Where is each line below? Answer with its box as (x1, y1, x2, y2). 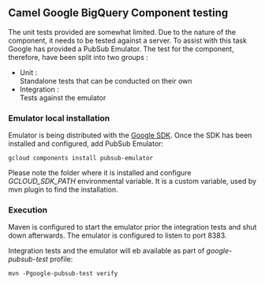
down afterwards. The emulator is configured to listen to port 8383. (8, 231, 227, 240)
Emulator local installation (8, 112, 110, 123)
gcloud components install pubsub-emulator (8, 154, 154, 163)
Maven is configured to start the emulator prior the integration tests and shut (8, 223, 257, 232)
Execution (8, 204, 48, 216)
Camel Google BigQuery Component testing (8, 6, 229, 20)
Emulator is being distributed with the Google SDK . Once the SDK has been (8, 130, 252, 141)
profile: (50, 254, 73, 264)
